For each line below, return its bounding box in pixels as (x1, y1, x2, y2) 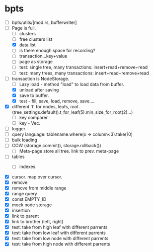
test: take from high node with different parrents (11, 241, 110, 247)
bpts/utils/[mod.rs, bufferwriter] (11, 19, 77, 25)
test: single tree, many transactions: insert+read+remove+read (19, 64, 148, 70)
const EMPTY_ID (11, 196, 47, 202)
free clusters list (19, 36, 53, 42)
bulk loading (11, 137, 38, 143)
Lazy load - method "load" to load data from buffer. (19, 81, 125, 87)
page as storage (19, 59, 53, 65)
